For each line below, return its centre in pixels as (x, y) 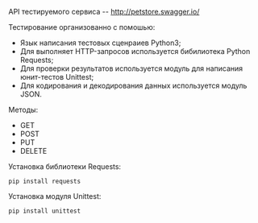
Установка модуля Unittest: (55, 196)
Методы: (23, 109)
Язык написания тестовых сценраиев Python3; (100, 43)
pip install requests (45, 181)
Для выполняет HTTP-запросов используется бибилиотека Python (135, 51)
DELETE (33, 151)
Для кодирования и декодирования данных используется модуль (133, 85)
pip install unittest (45, 211)
